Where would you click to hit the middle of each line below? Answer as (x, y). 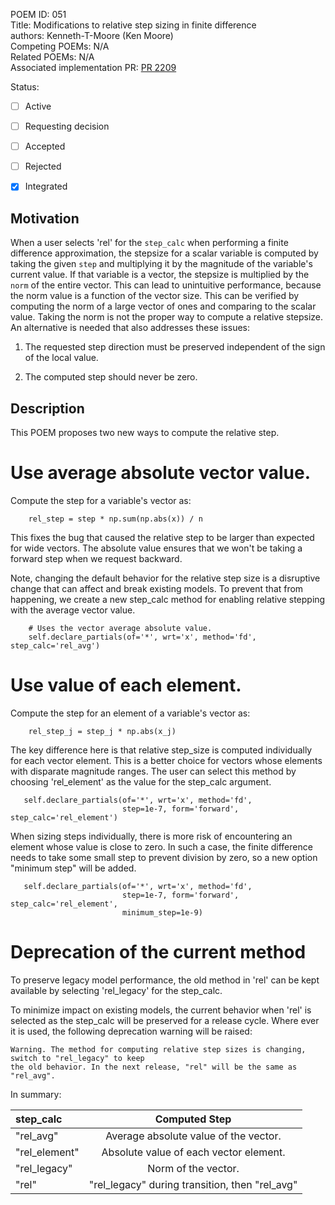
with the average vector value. (73, 610)
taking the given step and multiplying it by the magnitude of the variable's (161, 264)
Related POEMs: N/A (52, 57)
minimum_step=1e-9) (162, 912)
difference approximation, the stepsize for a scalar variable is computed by (164, 253)
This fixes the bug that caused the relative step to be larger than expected (162, 537)
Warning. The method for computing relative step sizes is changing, (158, 1049)
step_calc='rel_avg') (55, 645)
